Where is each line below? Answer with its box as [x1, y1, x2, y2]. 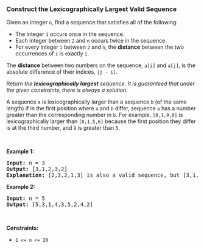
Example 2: [6, 183, 35, 191]
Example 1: [6, 148, 35, 155]
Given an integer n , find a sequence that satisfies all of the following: [6, 19, 178, 26]
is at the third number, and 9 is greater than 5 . [6, 124, 120, 132]
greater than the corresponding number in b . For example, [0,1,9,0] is [6, 112, 183, 119]
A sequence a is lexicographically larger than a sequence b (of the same [6, 98, 187, 105]
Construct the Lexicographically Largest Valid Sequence [6, 5, 177, 13]
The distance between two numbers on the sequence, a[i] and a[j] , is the [6, 62, 196, 69]
